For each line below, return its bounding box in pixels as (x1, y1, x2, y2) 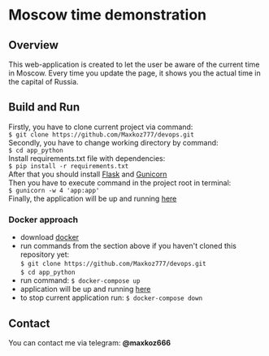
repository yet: (20, 250, 70, 259)
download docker (20, 232, 80, 242)
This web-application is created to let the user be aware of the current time (8, 59, 260, 69)
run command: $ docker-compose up (20, 276, 141, 285)
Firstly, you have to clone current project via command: (8, 122, 193, 132)
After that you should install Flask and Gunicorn (8, 169, 167, 179)
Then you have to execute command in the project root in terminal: (8, 177, 232, 188)
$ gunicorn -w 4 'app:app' (8, 186, 100, 194)
